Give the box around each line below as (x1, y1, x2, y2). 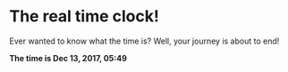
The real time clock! (9, 6, 159, 27)
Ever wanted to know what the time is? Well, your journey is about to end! (9, 36, 280, 46)
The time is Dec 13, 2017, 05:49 (9, 52, 127, 63)
